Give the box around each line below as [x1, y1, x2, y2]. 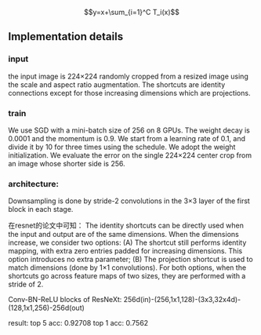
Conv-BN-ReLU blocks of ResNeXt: [8, 295, 122, 304]
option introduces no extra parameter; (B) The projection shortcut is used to [8, 255, 253, 264]
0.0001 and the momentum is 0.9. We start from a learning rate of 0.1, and [8, 133, 245, 143]
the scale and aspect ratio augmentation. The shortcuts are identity [8, 79, 226, 89]
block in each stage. [8, 205, 74, 214]
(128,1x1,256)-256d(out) [8, 303, 85, 313]
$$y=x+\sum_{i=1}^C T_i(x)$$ [83, 8, 180, 16]
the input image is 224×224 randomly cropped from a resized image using [8, 71, 248, 81]
